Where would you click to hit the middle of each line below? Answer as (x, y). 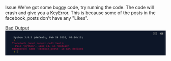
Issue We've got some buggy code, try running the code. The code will (80, 7)
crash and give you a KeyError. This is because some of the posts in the (81, 13)
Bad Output (17, 28)
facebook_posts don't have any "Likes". (47, 18)
